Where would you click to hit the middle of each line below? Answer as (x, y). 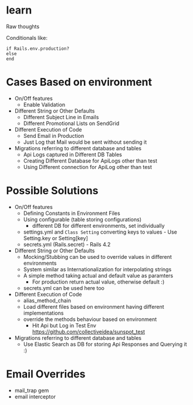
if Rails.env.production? (38, 48)
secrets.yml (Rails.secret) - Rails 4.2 (67, 244)
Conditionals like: (27, 38)
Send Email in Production (54, 136)
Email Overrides (46, 374)
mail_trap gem (32, 390)
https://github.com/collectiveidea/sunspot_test (89, 332)
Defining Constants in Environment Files (72, 213)
